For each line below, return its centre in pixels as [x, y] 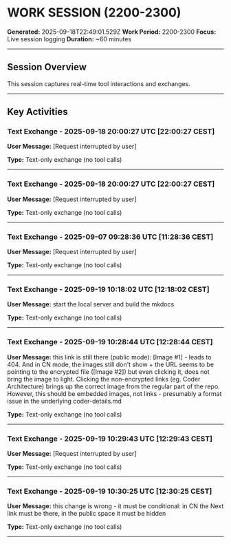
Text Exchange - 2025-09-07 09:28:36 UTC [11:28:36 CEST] [110, 237]
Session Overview [47, 67]
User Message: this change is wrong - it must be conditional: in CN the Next [115, 506]
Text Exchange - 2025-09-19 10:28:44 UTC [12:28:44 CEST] [110, 342]
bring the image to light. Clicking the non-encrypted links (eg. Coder [104, 379]
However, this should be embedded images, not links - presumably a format [114, 393]
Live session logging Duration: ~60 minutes [69, 39]
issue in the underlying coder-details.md [64, 401]
